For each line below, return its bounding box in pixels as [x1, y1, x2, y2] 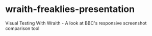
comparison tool [5, 25, 40, 31]
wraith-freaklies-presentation [5, 3, 135, 15]
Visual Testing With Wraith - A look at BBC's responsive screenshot [5, 20, 147, 26]
